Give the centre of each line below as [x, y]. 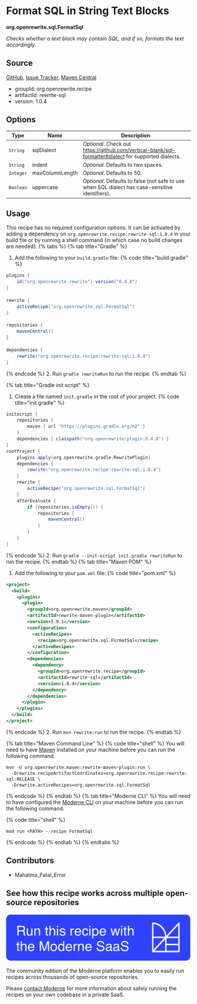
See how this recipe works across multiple [85, 893]
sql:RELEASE [21, 779]
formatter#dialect [104, 156]
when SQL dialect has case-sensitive [128, 187]
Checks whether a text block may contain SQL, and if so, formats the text [95, 38]
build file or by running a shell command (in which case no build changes [94, 240]
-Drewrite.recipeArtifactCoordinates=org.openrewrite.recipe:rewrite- [99, 773]
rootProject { [23, 451]
